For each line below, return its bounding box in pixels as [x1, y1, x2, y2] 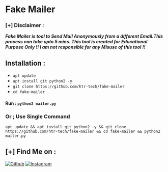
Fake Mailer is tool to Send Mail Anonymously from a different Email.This [5, 33, 163, 39]
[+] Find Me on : [5, 147, 57, 156]
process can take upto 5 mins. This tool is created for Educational [5, 39, 148, 45]
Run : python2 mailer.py [5, 100, 57, 106]
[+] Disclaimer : [5, 22, 44, 29]
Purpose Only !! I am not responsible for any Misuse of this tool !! [5, 44, 146, 50]
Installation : [5, 59, 46, 67]
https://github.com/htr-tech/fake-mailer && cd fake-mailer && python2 [5, 129, 160, 134]
